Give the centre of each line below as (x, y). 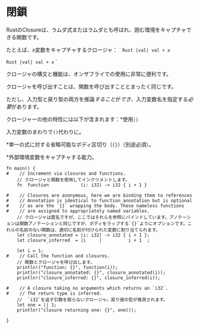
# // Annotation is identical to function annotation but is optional (99, 200)
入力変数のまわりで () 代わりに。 (45, 132)
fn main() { (21, 168)
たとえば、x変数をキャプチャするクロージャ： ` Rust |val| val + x (88, 50)
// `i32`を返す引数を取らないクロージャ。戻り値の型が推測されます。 (92, 300)
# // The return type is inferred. (54, 293)
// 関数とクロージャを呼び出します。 (56, 262)
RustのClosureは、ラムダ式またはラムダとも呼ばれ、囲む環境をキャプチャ (96, 30)
